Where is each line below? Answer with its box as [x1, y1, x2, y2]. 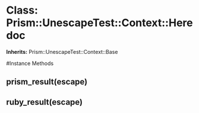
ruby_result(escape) [6, 97, 83, 107]
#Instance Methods [6, 60, 54, 67]
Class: [6, 4, 39, 17]
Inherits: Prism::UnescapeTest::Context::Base [6, 48, 118, 55]
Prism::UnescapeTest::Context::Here [6, 16, 193, 30]
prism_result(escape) [6, 77, 88, 87]
